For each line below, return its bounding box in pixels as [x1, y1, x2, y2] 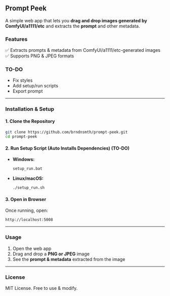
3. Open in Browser [5, 196, 47, 202]
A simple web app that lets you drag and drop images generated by [5, 17, 148, 23]
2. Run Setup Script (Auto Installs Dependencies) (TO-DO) [5, 145, 130, 151]
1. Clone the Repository [5, 118, 55, 124]
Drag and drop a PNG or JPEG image [12, 251, 90, 257]
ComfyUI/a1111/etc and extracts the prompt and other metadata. [5, 23, 140, 29]
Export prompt [12, 88, 43, 94]
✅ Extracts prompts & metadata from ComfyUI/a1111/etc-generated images [5, 47, 161, 53]
